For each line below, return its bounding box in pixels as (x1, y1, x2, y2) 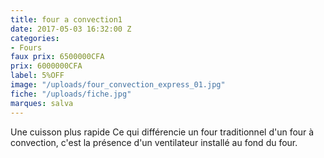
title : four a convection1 (10, 14, 123, 25)
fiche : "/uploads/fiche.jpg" (10, 89, 132, 99)
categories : (10, 33, 60, 43)
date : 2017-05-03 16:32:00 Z (10, 24, 132, 34)
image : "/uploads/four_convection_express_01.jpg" (10, 80, 226, 90)
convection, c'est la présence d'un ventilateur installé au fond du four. (10, 136, 298, 148)
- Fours (10, 42, 43, 53)
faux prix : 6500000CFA (10, 52, 105, 62)
